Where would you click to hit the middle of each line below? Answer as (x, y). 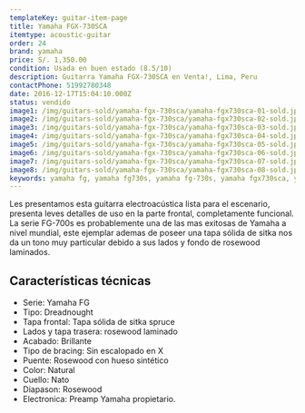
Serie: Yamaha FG (56, 303)
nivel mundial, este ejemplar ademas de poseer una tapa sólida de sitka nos (151, 233)
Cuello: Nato (46, 380)
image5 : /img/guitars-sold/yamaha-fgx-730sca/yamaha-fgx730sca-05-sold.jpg (156, 144)
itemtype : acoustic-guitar (60, 34)
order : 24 (28, 43)
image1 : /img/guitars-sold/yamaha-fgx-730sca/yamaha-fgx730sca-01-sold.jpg (156, 111)
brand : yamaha (36, 52)
